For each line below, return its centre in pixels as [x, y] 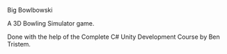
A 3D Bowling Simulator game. [51, 23]
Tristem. [19, 44]
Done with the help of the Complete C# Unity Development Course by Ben [114, 37]
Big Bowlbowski [30, 10]
